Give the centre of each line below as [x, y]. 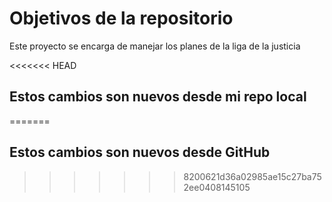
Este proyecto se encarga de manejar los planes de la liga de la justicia [155, 46]
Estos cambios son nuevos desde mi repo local [158, 97]
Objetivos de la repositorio [121, 18]
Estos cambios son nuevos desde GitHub [140, 152]
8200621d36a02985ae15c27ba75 [252, 176]
